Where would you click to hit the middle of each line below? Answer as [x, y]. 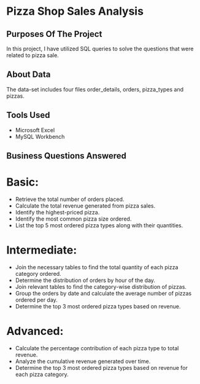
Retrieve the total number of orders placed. [70, 199]
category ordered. [38, 273]
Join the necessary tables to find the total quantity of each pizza [97, 267]
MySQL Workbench [40, 136]
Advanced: [35, 331]
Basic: [22, 182]
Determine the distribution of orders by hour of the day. [85, 280]
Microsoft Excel [35, 130]
